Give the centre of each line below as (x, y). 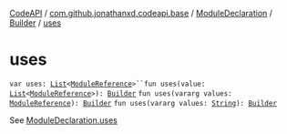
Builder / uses (36, 23)
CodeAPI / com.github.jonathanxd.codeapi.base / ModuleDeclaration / (141, 13)
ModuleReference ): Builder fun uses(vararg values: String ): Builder (143, 103)
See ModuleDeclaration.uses (64, 120)
